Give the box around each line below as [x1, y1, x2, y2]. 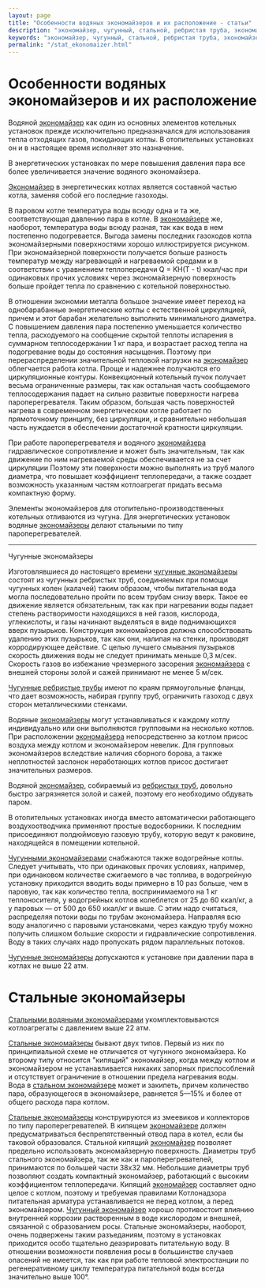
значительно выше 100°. [8, 1272, 89, 1281]
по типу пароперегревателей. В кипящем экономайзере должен [8, 1121, 226, 1130]
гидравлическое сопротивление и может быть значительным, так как [8, 446, 245, 456]
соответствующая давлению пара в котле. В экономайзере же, [8, 214, 223, 224]
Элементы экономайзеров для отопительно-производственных [8, 503, 225, 514]
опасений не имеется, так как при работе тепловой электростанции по [8, 1256, 249, 1264]
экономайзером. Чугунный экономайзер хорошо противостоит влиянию [8, 1205, 255, 1214]
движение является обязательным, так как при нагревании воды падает [8, 601, 254, 610]
